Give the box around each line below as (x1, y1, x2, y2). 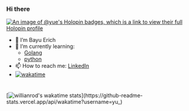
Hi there (6, 5, 30, 13)
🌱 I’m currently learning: (14, 43, 75, 50)
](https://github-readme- (81, 92, 143, 99)
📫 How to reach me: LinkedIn (14, 62, 89, 70)
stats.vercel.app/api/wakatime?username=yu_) (6, 98, 123, 106)
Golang (24, 49, 42, 56)
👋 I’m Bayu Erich (14, 37, 56, 44)
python (24, 56, 42, 63)
